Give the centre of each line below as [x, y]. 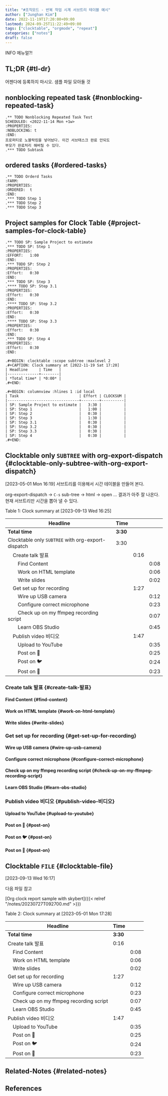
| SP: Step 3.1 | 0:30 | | [66, 422]
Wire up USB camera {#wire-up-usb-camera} [53, 748]
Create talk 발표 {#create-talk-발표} [48, 687]
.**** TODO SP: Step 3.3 [31, 321]
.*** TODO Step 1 [23, 199]
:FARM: [12, 181]
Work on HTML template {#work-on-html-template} [60, 711]
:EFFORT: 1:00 [22, 256]
